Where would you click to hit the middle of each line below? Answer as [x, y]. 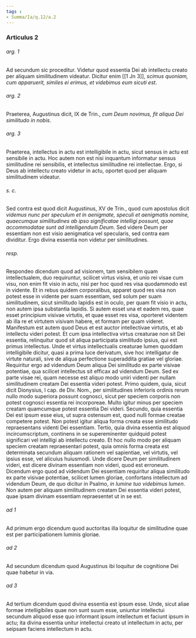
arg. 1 [13, 52]
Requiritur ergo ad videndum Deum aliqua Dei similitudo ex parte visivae [93, 365]
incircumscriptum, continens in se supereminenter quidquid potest [87, 434]
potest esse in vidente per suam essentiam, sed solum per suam [84, 296]
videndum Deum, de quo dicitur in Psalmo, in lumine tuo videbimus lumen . [96, 484]
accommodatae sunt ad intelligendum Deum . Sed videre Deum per [87, 228]
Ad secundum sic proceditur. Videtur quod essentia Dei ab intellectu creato [97, 70]
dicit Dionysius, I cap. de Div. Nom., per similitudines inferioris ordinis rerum [97, 390]
